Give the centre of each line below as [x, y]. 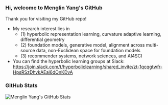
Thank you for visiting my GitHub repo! [46, 19]
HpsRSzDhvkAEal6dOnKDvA [43, 72]
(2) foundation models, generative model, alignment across [82, 45]
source [28, 51]
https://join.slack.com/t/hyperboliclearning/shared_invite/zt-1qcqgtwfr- [88, 67]
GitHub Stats [21, 86]
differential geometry [42, 39]
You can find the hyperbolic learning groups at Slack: [69, 61]
